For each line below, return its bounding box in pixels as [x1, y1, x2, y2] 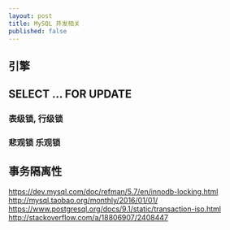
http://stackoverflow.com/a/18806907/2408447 [8, 212, 169, 222]
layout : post [8, 11, 53, 20]
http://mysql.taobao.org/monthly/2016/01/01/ [8, 195, 158, 205]
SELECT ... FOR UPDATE [8, 87, 132, 102]
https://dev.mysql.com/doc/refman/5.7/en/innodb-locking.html [8, 186, 219, 196]
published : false [8, 27, 67, 35]
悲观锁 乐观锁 [8, 137, 61, 148]
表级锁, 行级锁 [8, 113, 63, 124]
